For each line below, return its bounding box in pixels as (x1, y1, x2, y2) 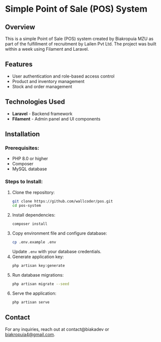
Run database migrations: (12, 272, 64, 278)
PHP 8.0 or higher (12, 156, 48, 161)
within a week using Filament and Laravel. (5, 46, 89, 52)
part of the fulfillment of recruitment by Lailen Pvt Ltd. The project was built (5, 41, 157, 47)
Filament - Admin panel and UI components (12, 116, 101, 121)
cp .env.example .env (12, 240, 56, 245)
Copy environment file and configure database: (12, 230, 107, 236)
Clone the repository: (12, 189, 55, 195)
